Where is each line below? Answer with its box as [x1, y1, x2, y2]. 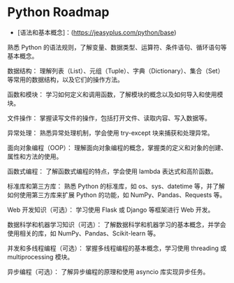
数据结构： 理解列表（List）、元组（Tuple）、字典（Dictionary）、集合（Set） [7, 66, 224, 75]
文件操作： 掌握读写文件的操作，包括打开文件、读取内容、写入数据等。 [7, 113, 211, 122]
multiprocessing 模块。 [7, 252, 74, 261]
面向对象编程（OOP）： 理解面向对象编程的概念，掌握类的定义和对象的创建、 [7, 143, 228, 152]
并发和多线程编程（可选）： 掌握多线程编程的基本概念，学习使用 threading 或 [7, 244, 227, 252]
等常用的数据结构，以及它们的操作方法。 [7, 75, 124, 84]
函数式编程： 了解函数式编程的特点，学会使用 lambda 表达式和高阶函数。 [7, 167, 218, 175]
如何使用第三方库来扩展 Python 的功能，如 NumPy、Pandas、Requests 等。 [7, 190, 226, 199]
